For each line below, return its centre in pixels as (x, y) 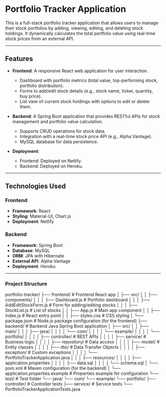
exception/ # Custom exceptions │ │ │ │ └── (51, 352)
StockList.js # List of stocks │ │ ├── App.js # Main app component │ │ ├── (83, 310)
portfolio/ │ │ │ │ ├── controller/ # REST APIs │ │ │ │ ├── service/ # (76, 337)
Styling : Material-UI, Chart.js (41, 216)
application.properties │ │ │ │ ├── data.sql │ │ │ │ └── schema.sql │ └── (82, 363)
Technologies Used (35, 186)
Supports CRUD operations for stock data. (62, 131)
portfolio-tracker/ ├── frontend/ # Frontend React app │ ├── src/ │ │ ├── (81, 295)
